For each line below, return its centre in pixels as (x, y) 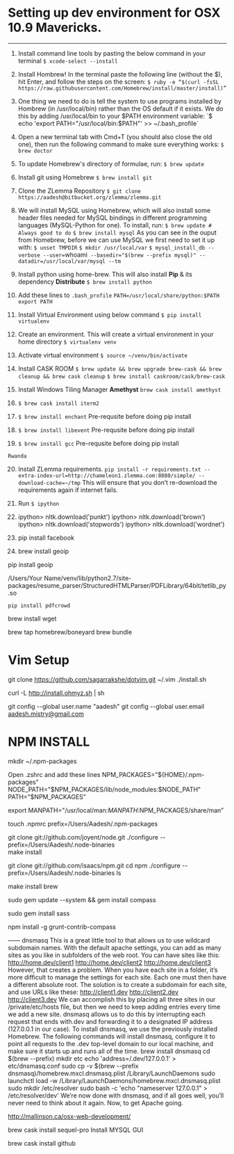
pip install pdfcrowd (39, 606)
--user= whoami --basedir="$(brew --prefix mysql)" (120, 255)
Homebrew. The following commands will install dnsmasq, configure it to (112, 1036)
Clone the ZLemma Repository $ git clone (79, 191)
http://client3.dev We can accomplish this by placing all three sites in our (112, 999)
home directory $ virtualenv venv (67, 342)
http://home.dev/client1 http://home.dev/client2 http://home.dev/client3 (109, 962)
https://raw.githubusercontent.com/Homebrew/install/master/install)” (122, 88)
